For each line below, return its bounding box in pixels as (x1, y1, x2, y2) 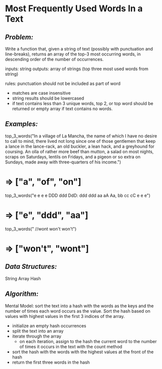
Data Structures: (5, 263, 57, 271)
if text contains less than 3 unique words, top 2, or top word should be (12, 101, 154, 106)
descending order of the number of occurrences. (5, 56, 104, 62)
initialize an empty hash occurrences (12, 322, 86, 329)
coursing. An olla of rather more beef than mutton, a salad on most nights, (5, 148, 154, 155)
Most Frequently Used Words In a (5, 3, 143, 14)
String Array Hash (5, 275, 41, 281)
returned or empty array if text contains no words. (12, 106, 113, 111)
